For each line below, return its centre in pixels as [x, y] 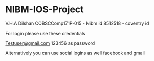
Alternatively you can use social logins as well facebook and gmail [75, 53]
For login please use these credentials [45, 33]
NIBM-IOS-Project [45, 9]
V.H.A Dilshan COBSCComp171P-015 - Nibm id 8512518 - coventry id [77, 23]
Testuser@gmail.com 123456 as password [50, 43]
